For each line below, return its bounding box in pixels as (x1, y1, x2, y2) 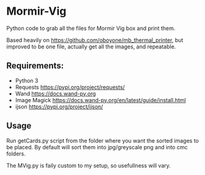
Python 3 (15, 76, 39, 84)
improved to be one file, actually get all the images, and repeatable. (6, 43, 176, 50)
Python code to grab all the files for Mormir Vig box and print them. (6, 24, 176, 32)
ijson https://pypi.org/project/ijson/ (15, 103, 103, 110)
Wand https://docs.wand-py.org (15, 90, 96, 97)
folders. (6, 150, 26, 157)
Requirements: (6, 61, 64, 71)
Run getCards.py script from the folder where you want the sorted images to (6, 136, 199, 144)
